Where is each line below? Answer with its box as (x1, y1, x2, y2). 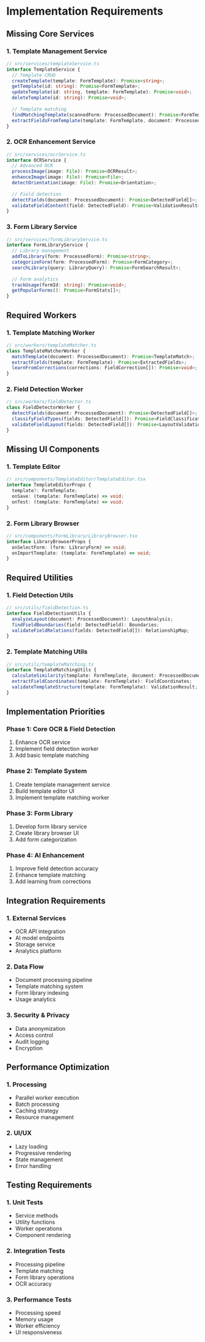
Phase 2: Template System (6, 767, 87, 776)
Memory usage (15, 1315, 54, 1322)
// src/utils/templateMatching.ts (6, 661, 95, 668)
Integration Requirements (6, 895, 106, 906)
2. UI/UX (6, 1129, 32, 1138)
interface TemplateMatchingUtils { (6, 667, 97, 673)
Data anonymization (15, 1025, 66, 1032)
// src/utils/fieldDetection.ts (6, 605, 88, 611)
